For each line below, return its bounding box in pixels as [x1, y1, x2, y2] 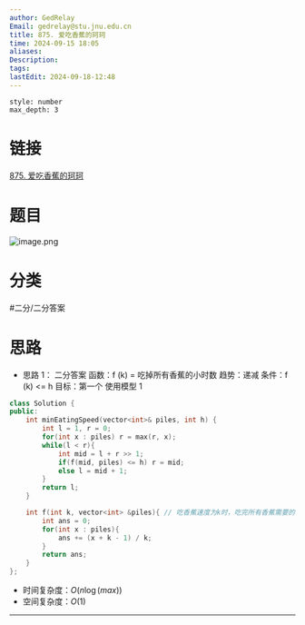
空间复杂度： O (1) [22, 596, 86, 607]
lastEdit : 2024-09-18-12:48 [9, 73, 116, 82]
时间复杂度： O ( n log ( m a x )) [22, 585, 123, 595]
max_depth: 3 [9, 105, 59, 114]
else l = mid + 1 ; [57, 466, 128, 475]
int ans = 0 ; [42, 516, 92, 525]
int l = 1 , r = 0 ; [42, 424, 112, 433]
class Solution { [9, 399, 75, 408]
